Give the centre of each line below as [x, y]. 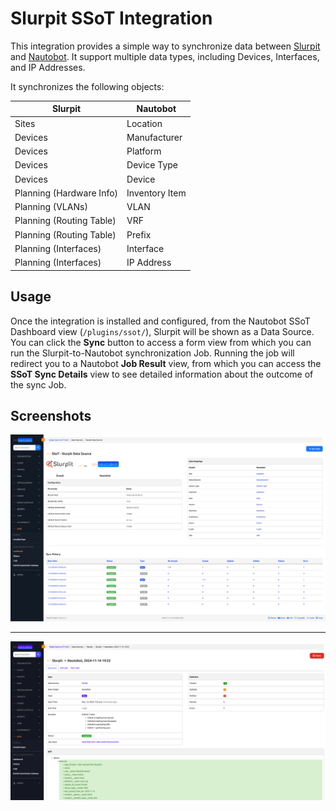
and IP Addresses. [48, 67]
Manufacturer [154, 137]
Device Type [152, 165]
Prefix [139, 234]
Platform [144, 151]
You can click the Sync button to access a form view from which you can [161, 342]
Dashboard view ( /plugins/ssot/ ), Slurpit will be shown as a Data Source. [162, 331]
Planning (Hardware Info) [66, 193]
